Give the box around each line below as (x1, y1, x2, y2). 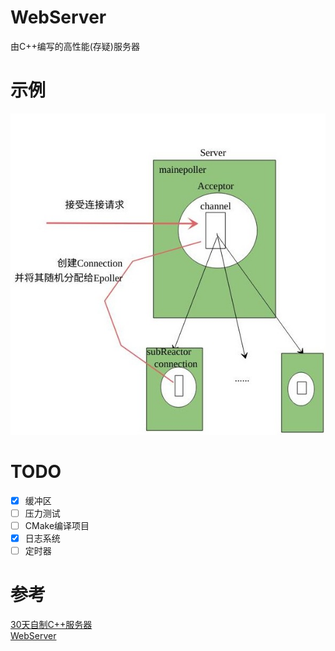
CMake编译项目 (24, 520, 90, 532)
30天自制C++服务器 (10, 619, 93, 631)
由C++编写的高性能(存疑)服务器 (10, 40, 140, 52)
